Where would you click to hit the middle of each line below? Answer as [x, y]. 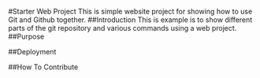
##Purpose [26, 36]
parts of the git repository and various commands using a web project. [123, 28]
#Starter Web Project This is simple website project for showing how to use [130, 11]
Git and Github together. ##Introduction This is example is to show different [130, 20]
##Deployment [32, 52]
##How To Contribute [43, 67]
